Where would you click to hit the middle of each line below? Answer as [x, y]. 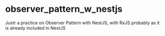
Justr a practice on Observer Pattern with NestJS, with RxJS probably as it [82, 23]
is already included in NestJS [35, 28]
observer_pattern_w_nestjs [64, 9]
